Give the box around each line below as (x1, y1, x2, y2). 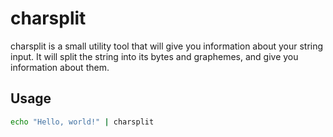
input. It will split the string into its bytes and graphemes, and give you (10, 50, 299, 62)
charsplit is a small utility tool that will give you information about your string (10, 40, 324, 52)
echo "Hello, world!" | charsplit (10, 117, 155, 127)
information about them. (10, 61, 110, 73)
